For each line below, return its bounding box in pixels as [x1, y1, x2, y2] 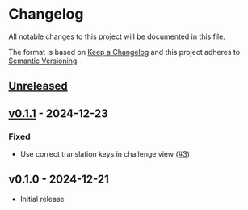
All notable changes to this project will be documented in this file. [8, 31, 226, 41]
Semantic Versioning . [8, 56, 79, 65]
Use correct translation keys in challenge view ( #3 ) [19, 149, 190, 159]
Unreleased [8, 79, 69, 93]
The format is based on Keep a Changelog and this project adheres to [8, 47, 241, 57]
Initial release [19, 194, 65, 204]
